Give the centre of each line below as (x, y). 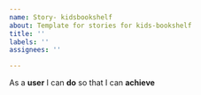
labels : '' (29, 42)
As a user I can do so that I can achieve (82, 83)
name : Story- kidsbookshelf (61, 17)
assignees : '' (35, 50)
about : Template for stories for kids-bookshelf (100, 26)
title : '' (27, 33)
